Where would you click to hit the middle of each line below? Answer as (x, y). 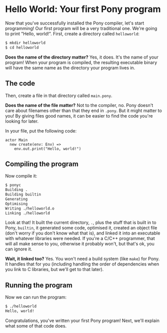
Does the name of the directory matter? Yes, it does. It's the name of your (82, 57)
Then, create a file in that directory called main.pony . (59, 95)
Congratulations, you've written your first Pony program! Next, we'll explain (82, 320)
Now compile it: (21, 176)
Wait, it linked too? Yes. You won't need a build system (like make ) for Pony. (83, 259)
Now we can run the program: (36, 297)
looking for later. (22, 121)
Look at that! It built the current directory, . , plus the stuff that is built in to (81, 222)
